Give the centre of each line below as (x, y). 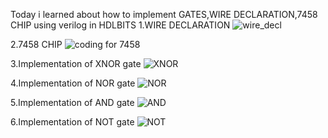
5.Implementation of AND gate (72, 102)
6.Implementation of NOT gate (72, 122)
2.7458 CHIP (36, 44)
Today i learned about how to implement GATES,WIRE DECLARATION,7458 (164, 14)
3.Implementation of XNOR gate (76, 63)
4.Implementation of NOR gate (73, 83)
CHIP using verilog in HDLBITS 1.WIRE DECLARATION (120, 25)
